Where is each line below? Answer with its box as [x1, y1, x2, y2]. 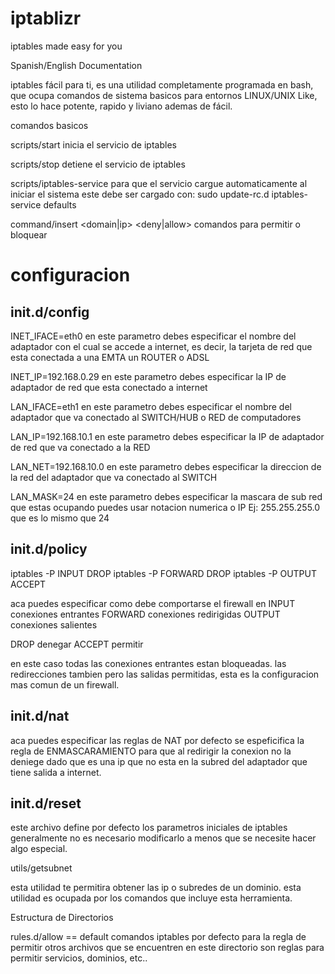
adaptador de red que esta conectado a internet [10, 381, 208, 393]
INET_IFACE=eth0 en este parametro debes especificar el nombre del [10, 330, 297, 342]
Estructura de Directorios [10, 912, 114, 924]
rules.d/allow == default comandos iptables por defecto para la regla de [10, 931, 307, 943]
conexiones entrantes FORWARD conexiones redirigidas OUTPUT [10, 608, 281, 620]
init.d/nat [10, 708, 70, 725]
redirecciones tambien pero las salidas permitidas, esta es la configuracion [10, 668, 320, 680]
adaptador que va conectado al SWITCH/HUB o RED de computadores [10, 411, 302, 423]
